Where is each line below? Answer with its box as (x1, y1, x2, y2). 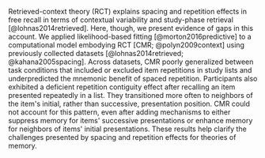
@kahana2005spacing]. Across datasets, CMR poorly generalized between (8, 57, 254, 66)
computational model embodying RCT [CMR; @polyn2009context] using (8, 40, 245, 50)
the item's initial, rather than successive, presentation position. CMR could (8, 99, 251, 108)
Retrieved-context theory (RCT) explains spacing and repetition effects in (8, 7, 248, 16)
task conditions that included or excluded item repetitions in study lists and (8, 66, 252, 74)
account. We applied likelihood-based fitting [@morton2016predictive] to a (8, 32, 252, 41)
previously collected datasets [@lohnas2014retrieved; (8, 49, 184, 58)
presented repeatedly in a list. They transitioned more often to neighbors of (8, 91, 253, 100)
